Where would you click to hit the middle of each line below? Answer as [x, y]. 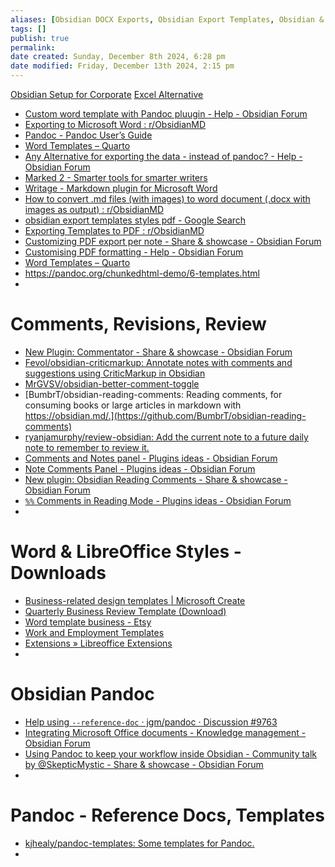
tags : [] [28, 29]
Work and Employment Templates [94, 632]
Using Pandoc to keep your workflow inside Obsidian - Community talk [171, 753]
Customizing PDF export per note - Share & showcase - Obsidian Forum [173, 241]
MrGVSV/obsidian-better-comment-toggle [112, 383]
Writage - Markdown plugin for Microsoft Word [121, 188]
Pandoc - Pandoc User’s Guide [88, 135]
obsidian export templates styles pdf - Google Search [135, 220]
